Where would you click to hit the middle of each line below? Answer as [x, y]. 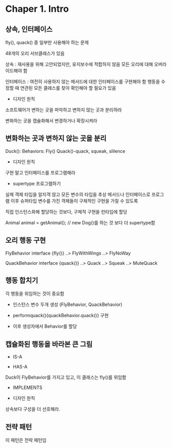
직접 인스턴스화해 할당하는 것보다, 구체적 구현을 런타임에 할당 [66, 211]
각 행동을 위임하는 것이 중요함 [35, 294]
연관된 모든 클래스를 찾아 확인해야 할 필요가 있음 [68, 88]
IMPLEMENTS [27, 387]
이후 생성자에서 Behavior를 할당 [45, 326]
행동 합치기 [22, 280]
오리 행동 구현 [26, 240]
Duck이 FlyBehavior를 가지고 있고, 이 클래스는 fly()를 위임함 [66, 377]
